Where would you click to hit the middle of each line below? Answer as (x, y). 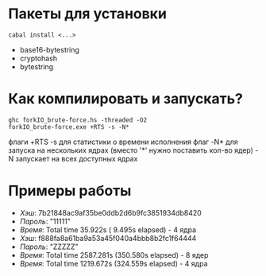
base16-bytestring (49, 49)
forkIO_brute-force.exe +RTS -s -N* (69, 127)
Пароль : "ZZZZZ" (49, 247)
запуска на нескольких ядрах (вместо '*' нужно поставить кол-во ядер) (131, 150)
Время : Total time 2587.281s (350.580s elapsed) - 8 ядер (114, 255)
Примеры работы (70, 191)
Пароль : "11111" (45, 221)
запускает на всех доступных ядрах (77, 158)
